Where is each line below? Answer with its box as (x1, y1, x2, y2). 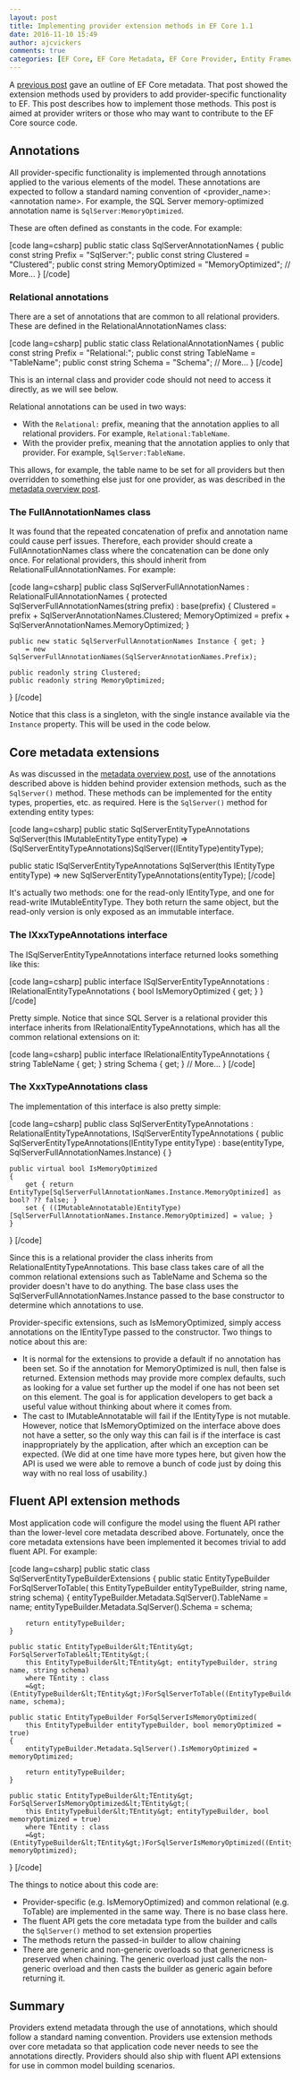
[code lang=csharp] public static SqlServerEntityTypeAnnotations (9, 824, 250, 835)
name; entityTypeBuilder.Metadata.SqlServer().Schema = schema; (9, 1601, 253, 1612)
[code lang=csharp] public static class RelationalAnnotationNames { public (9, 338, 284, 349)
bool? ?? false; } (9, 1195, 78, 1205)
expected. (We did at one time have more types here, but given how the (21, 1448, 287, 1459)
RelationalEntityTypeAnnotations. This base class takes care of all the (9, 1261, 265, 1272)
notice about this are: (9, 1336, 87, 1346)
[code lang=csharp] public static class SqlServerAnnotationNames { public (9, 239, 284, 251)
